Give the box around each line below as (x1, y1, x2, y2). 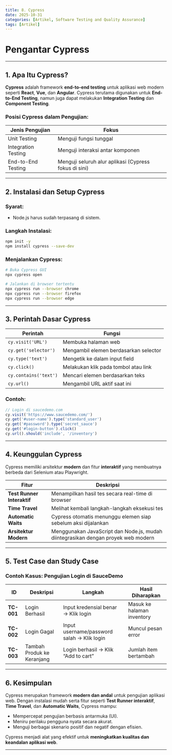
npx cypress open (5, 272, 42, 277)
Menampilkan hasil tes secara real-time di (51, 490, 153, 497)
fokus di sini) (57, 165, 89, 172)
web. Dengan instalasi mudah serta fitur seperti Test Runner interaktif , (5, 698, 155, 704)
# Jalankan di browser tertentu (5, 281, 74, 287)
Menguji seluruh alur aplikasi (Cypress (57, 158, 150, 166)
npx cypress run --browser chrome (5, 286, 79, 291)
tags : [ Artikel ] (5, 22, 40, 27)
